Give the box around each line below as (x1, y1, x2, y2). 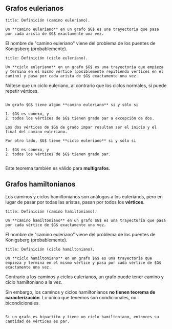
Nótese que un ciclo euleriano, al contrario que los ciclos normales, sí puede (5, 82, 167, 89)
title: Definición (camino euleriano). (5, 17, 91, 23)
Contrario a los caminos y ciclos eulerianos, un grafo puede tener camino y (5, 274, 164, 280)
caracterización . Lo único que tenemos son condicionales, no (5, 294, 137, 300)
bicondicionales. (5, 300, 40, 306)
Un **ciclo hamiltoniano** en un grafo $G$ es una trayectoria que (5, 256, 153, 261)
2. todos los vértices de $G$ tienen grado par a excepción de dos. (5, 115, 155, 121)
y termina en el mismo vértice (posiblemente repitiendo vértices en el (5, 69, 164, 74)
